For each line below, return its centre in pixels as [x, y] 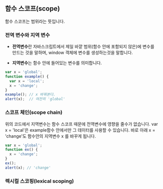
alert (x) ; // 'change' [28, 168]
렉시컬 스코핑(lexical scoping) [39, 181]
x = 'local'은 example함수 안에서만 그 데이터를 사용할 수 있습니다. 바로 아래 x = [80, 130]
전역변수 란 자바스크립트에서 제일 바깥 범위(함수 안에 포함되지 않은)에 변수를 [83, 47]
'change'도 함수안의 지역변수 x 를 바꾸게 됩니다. [51, 136]
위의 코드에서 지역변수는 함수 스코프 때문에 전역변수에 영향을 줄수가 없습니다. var [81, 124]
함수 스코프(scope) [33, 9]
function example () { [27, 77]
